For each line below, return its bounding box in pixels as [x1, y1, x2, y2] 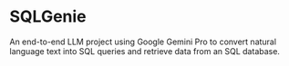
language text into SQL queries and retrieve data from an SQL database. [9, 45, 281, 56]
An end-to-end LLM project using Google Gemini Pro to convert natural [9, 36, 276, 47]
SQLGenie [9, 6, 87, 27]
